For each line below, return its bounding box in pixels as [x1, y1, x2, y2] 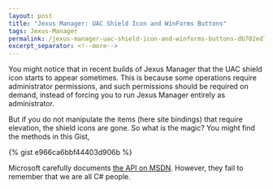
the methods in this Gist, [8, 131, 90, 142]
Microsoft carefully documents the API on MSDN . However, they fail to [8, 163, 244, 173]
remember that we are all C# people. [8, 172, 132, 182]
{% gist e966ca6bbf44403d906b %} [8, 148, 132, 157]
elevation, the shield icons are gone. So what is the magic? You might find [8, 123, 256, 133]
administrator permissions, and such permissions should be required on [8, 82, 249, 92]
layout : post [8, 11, 53, 20]
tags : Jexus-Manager [8, 27, 79, 35]
